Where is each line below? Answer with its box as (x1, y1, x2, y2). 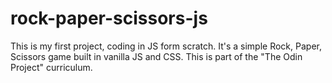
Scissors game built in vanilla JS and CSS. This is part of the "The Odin (10, 50, 303, 62)
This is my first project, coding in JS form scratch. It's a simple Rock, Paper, (10, 40, 322, 52)
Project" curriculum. (10, 61, 93, 73)
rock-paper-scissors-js (10, 7, 208, 30)
